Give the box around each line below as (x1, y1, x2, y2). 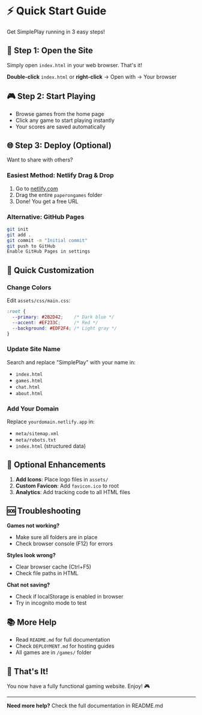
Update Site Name (7, 345, 61, 354)
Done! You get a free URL (15, 198, 79, 205)
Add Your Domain (7, 404, 59, 412)
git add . (7, 232, 32, 238)
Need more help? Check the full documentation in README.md (7, 702, 164, 710)
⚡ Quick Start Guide (7, 4, 107, 18)
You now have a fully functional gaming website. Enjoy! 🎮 (7, 683, 150, 690)
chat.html (15, 384, 41, 390)
